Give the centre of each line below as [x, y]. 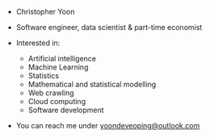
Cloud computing [57, 101]
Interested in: [38, 43]
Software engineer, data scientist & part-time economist [109, 27]
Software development [66, 110]
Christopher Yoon [45, 12]
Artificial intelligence [62, 59]
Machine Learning [58, 67]
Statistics [43, 75]
